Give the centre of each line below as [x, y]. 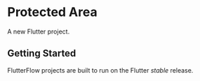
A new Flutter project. [39, 31]
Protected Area [52, 12]
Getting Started [42, 53]
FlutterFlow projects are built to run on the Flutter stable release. [100, 70]
